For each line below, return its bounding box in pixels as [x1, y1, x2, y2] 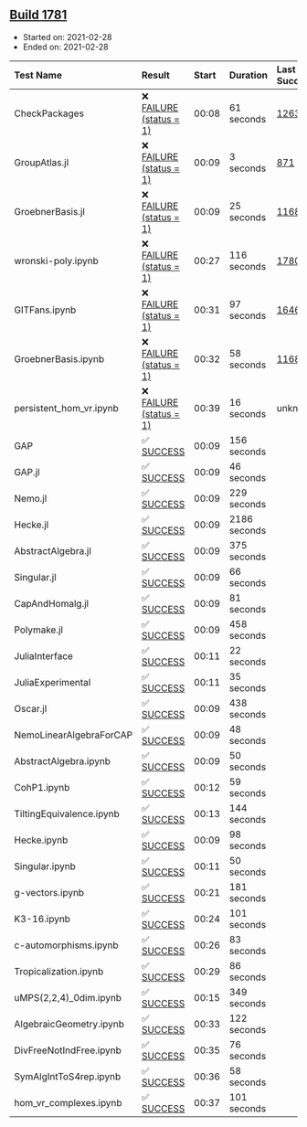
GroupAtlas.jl [14, 155, 69, 168]
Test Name [14, 69, 62, 81]
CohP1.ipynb [14, 781, 70, 793]
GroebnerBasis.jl [14, 205, 85, 218]
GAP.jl [14, 465, 40, 478]
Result [141, 69, 171, 81]
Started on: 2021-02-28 [22, 31, 112, 42]
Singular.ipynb [14, 859, 76, 872]
